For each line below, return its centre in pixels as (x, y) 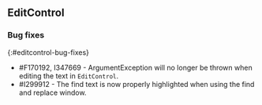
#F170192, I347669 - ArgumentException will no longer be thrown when (136, 67)
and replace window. (52, 92)
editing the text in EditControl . (69, 76)
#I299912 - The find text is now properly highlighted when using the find (137, 84)
